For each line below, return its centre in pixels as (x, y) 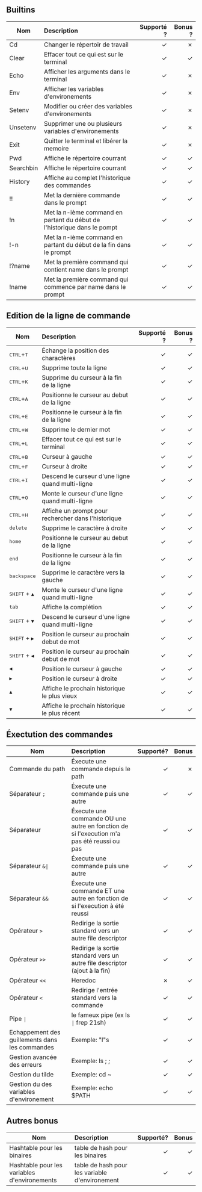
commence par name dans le (85, 287)
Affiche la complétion (72, 607)
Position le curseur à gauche (82, 669)
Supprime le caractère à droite (84, 528)
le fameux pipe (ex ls (101, 1015)
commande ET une (98, 891)
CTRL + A (19, 399)
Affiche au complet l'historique (87, 178)
